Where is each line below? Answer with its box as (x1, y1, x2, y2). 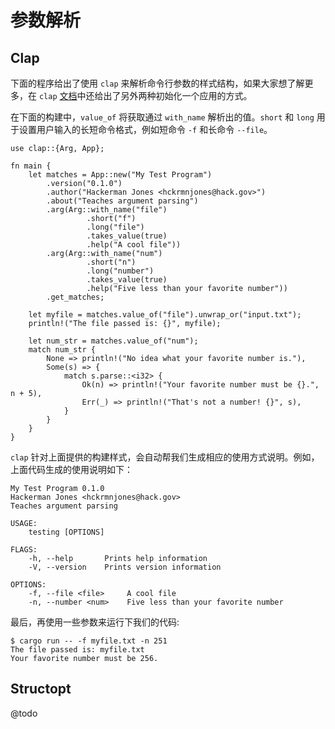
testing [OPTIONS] (28, 527, 105, 537)
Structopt (10, 681, 72, 698)
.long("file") (86, 222, 145, 232)
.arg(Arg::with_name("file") (46, 205, 168, 215)
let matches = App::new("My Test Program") (28, 170, 213, 180)
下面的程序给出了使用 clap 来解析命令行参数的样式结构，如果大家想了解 (10, 77, 305, 89)
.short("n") (86, 257, 137, 267)
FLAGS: (10, 545, 38, 555)
